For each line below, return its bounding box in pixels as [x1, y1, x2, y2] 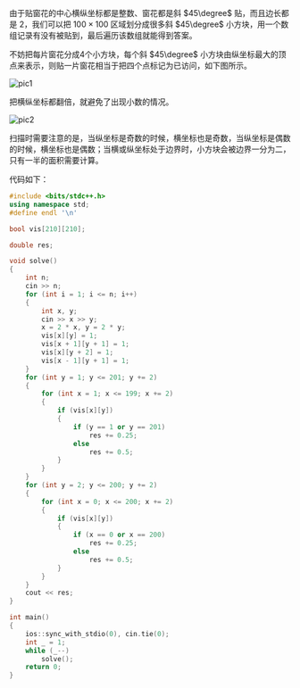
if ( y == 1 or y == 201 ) [72, 422, 166, 431]
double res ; [9, 240, 54, 250]
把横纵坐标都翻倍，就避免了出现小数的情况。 [9, 96, 174, 107]
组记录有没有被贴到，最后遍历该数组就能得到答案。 [9, 30, 197, 40]
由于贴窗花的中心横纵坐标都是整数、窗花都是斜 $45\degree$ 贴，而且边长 [9, 8, 281, 18]
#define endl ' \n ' [9, 208, 78, 217]
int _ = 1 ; [25, 637, 66, 647]
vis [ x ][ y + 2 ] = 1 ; [41, 348, 114, 357]
